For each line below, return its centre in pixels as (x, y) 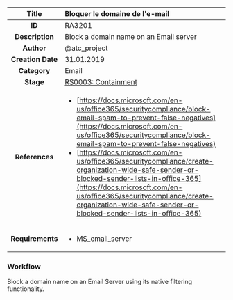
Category (34, 71)
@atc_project (86, 48)
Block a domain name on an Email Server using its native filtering (100, 282)
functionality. (26, 289)
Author (34, 48)
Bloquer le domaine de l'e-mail (117, 14)
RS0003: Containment (101, 82)
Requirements (34, 238)
